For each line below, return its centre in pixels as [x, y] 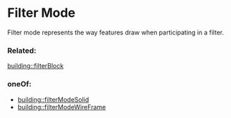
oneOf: [19, 84]
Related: [22, 51]
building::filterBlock [36, 66]
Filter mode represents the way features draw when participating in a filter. [115, 32]
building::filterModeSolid [53, 99]
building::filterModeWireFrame [62, 107]
